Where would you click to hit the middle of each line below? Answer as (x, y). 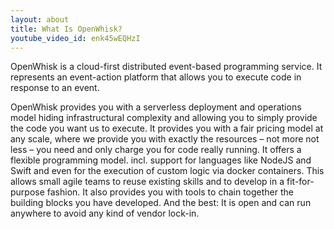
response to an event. (55, 88)
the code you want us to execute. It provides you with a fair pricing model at (167, 128)
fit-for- (300, 182)
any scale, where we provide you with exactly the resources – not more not (165, 139)
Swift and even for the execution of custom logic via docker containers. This (167, 171)
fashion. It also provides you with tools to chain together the (170, 192)
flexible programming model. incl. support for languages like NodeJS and (161, 160)
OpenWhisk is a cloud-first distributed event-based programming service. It (166, 67)
